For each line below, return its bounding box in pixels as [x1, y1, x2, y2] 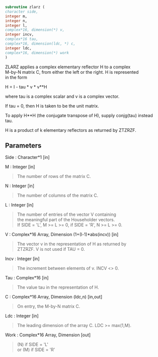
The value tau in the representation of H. [17, 284, 99, 290]
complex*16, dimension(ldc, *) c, [5, 41, 76, 46]
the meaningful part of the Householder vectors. [17, 217, 115, 223]
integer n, [5, 18, 27, 23]
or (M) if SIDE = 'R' [17, 347, 55, 353]
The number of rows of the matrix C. [17, 174, 91, 179]
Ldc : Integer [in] [5, 313, 39, 319]
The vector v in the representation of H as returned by [17, 241, 127, 247]
